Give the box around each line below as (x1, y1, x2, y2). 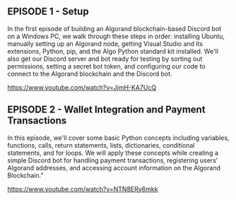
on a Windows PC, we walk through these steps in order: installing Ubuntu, (7, 32, 225, 40)
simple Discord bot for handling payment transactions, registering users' (7, 155, 218, 165)
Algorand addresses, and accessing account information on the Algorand (7, 163, 220, 172)
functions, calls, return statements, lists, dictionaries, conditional (7, 141, 195, 149)
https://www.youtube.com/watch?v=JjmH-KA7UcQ (7, 83, 157, 91)
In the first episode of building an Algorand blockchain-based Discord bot (7, 24, 222, 33)
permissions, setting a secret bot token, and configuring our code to (7, 61, 206, 70)
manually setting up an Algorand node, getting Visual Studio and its (7, 39, 203, 48)
